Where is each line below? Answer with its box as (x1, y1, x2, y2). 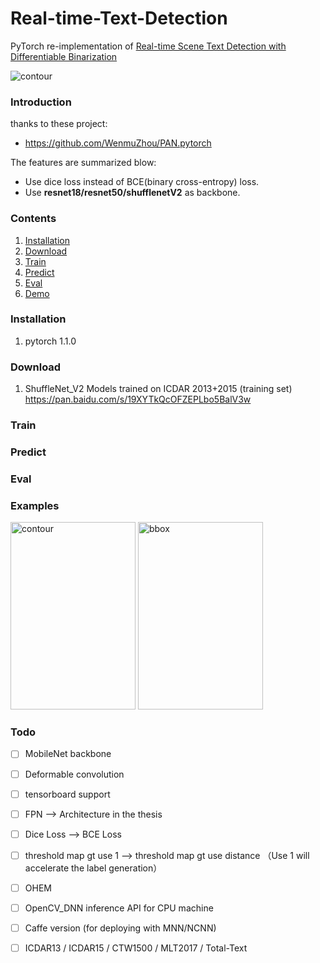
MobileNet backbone (24, 748, 112, 760)
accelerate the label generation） (24, 862, 163, 874)
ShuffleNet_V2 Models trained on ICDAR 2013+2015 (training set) (24, 383, 293, 395)
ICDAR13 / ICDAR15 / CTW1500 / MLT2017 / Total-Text (24, 942, 248, 954)
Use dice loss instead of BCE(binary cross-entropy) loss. (24, 176, 260, 188)
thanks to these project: (10, 118, 108, 130)
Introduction (10, 95, 72, 109)
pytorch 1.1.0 (24, 335, 77, 347)
